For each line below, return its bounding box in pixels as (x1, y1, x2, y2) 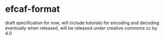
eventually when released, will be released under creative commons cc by (5, 25, 158, 31)
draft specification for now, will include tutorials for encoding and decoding (5, 20, 160, 26)
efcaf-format (5, 3, 60, 15)
